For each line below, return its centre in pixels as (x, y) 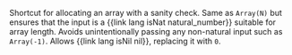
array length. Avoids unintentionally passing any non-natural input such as (146, 31)
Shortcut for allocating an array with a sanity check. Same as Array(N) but (146, 13)
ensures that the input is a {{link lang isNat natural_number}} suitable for (142, 22)
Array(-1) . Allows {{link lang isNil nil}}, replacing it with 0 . (115, 41)
